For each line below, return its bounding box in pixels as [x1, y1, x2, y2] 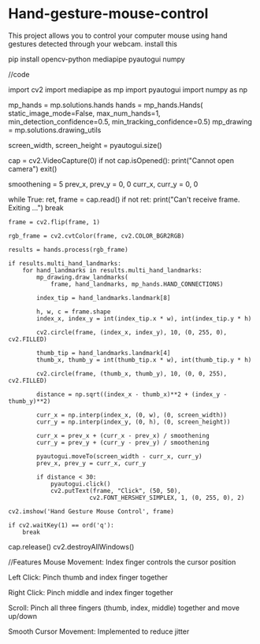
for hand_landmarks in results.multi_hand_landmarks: [22, 266, 202, 274]
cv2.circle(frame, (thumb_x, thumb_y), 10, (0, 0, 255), [36, 369, 227, 378]
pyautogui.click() [50, 479, 111, 488]
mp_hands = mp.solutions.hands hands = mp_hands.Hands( [8, 100, 203, 109]
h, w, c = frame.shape [36, 308, 111, 316]
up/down [8, 611, 38, 620]
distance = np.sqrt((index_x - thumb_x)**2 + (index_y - [36, 390, 227, 398]
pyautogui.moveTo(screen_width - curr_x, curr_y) [36, 452, 202, 461]
